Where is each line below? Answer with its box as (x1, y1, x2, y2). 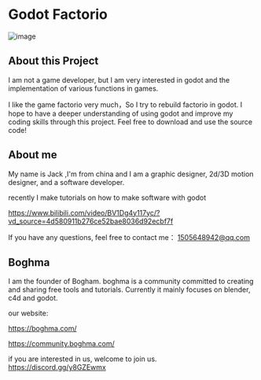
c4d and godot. (8, 293, 58, 303)
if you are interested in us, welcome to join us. (8, 354, 157, 363)
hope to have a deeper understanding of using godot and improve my (8, 109, 233, 118)
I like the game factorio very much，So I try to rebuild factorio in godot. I (8, 100, 243, 109)
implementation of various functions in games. (8, 83, 159, 93)
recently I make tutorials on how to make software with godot (8, 193, 207, 202)
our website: (8, 308, 49, 318)
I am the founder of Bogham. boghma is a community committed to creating (8, 277, 254, 286)
